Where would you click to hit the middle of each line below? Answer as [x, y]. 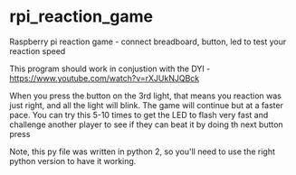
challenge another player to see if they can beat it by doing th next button [146, 124]
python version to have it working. [73, 161]
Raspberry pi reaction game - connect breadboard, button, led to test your [148, 41]
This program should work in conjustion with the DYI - [110, 69]
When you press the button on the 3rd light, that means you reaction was [146, 96]
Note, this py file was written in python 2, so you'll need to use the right [143, 152]
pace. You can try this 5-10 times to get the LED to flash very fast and [139, 115]
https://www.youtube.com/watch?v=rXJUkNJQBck [105, 78]
